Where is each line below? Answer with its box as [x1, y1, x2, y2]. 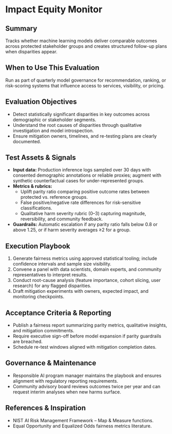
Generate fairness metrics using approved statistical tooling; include [12, 255, 158, 261]
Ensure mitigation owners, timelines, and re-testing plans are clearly [12, 133, 157, 139]
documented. [12, 138, 41, 144]
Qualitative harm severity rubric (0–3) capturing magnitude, [20, 211, 146, 217]
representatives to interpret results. [12, 272, 88, 278]
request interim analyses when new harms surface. [12, 389, 122, 395]
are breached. [12, 338, 43, 345]
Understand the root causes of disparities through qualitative [12, 122, 142, 128]
